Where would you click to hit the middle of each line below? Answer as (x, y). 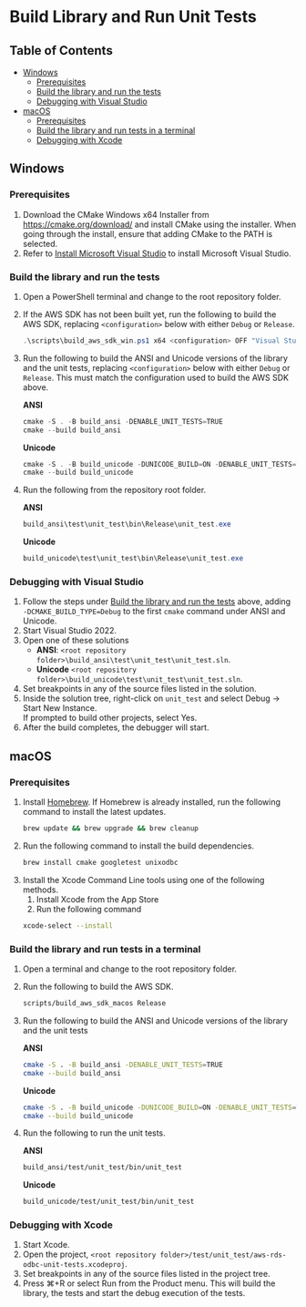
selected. (40, 243)
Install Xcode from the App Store (97, 899)
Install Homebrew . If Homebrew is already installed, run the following (151, 802)
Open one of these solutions (76, 641)
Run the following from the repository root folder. (114, 490)
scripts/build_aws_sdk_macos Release (94, 1003)
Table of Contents (61, 51)
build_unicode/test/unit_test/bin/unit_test (108, 1202)
